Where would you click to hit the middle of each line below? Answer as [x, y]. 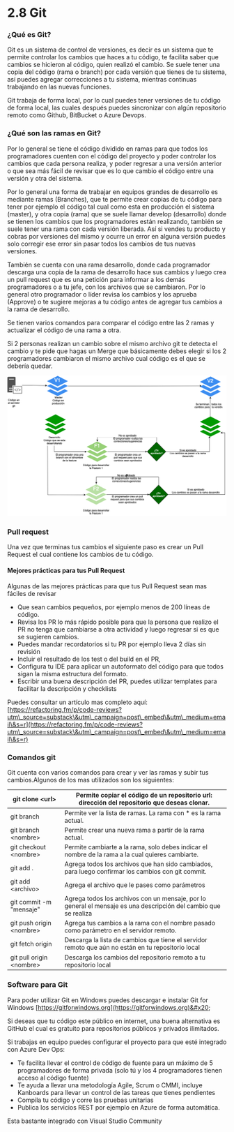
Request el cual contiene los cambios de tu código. [80, 554]
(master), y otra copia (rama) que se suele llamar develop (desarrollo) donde [117, 214]
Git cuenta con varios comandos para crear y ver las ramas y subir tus [108, 772]
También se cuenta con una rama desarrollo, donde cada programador [109, 265]
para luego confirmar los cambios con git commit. [135, 872]
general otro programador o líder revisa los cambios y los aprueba [102, 294]
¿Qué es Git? [29, 35]
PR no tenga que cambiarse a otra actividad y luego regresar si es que [118, 629]
